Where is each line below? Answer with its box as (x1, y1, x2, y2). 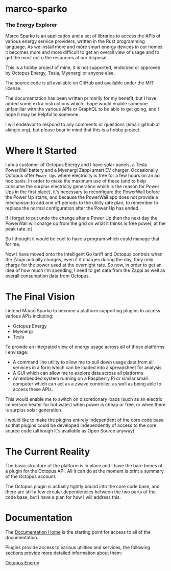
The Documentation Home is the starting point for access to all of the (5, 529, 151, 535)
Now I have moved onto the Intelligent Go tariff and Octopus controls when (5, 251, 163, 257)
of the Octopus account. (5, 473, 57, 479)
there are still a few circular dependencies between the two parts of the (5, 489, 156, 495)
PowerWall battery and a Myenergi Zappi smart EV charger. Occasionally (5, 167, 158, 173)
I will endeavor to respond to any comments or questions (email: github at (5, 121, 160, 128)
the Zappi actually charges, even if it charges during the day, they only (5, 257, 154, 263)
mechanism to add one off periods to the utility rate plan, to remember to (5, 200, 158, 206)
